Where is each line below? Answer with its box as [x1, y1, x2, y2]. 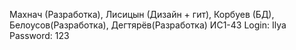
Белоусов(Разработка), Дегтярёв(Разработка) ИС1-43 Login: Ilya [9, 19, 287, 31]
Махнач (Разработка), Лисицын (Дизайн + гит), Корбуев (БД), [9, 9, 275, 20]
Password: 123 [9, 30, 70, 41]
